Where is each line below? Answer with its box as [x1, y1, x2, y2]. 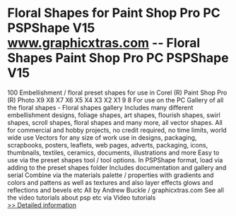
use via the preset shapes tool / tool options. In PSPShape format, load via [7, 155, 223, 164]
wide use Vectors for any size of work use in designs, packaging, [7, 133, 197, 142]
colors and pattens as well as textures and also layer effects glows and [7, 178, 213, 186]
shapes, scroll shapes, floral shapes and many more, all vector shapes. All [7, 118, 223, 126]
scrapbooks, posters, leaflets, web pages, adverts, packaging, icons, [7, 140, 208, 149]
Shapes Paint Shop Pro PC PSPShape [7, 50, 229, 66]
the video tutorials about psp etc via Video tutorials [7, 193, 156, 202]
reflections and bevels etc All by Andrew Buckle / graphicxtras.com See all [7, 186, 225, 194]
